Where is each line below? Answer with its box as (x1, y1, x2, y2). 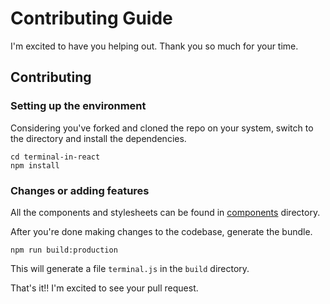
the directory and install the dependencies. (10, 132, 187, 144)
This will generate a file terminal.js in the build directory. (10, 262, 250, 274)
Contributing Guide (10, 7, 173, 30)
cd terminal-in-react (10, 152, 101, 162)
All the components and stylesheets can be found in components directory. (10, 206, 321, 218)
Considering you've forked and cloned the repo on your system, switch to (10, 122, 314, 134)
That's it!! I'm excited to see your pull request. (10, 282, 199, 294)
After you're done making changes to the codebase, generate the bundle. (10, 225, 313, 237)
